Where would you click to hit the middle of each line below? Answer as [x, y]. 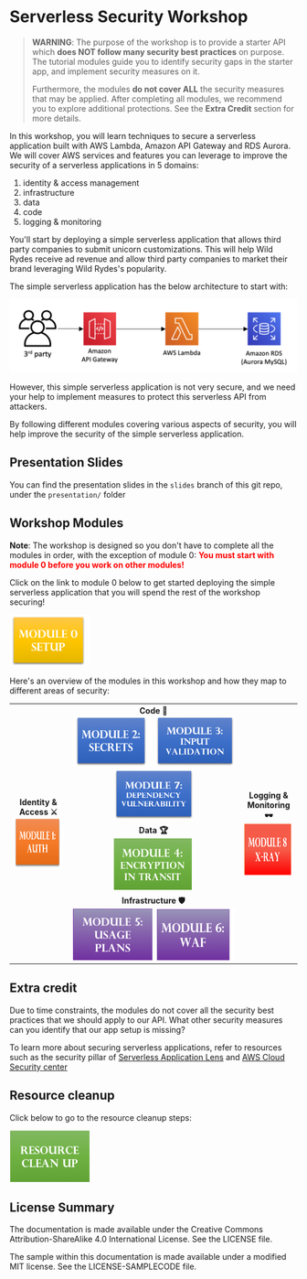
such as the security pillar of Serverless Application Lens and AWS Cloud [147, 1057]
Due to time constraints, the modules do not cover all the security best [142, 1010]
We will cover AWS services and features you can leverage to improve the [148, 155]
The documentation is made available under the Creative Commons [136, 1230]
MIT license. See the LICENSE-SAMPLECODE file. [103, 1267]
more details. [57, 118]
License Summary [62, 1208]
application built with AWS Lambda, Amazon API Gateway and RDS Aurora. [150, 145]
